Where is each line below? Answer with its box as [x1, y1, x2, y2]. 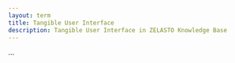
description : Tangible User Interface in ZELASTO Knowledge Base [8, 26, 227, 34]
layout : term [8, 11, 51, 20]
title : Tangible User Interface [8, 19, 114, 27]
